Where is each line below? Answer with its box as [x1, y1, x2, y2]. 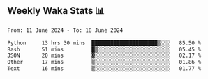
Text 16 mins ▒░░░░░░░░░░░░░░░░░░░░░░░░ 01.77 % [7, 65, 201, 72]
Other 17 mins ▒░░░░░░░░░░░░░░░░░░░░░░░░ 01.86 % [7, 59, 201, 66]
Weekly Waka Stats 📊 [7, 5, 105, 17]
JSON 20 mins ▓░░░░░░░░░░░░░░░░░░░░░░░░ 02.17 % [7, 52, 201, 60]
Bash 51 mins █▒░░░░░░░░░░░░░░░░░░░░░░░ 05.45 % [7, 46, 201, 53]
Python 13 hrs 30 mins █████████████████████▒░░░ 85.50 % [7, 39, 201, 46]
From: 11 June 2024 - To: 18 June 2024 [7, 26, 124, 34]
